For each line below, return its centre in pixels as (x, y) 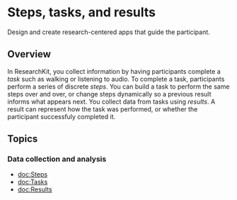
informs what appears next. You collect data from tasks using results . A (111, 101)
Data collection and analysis (57, 159)
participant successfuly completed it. (62, 116)
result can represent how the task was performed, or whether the (103, 109)
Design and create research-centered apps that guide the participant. (109, 32)
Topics (23, 139)
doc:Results (35, 189)
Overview (29, 54)
